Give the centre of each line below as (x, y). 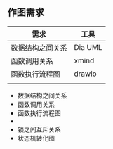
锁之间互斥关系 (39, 129)
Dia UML (88, 47)
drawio (85, 74)
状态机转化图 (36, 138)
